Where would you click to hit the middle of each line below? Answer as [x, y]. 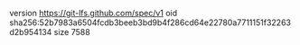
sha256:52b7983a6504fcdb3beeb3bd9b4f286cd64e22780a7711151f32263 [150, 22]
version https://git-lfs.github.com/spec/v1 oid [94, 13]
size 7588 [72, 32]
